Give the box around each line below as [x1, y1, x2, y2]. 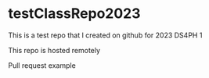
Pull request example [8, 60, 76, 70]
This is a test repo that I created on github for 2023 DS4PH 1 [8, 30, 203, 40]
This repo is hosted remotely [8, 45, 100, 55]
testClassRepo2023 [8, 5, 141, 23]
